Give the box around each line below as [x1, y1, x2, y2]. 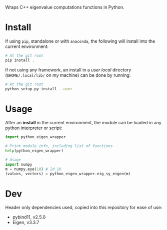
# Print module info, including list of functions [5, 144, 113, 149]
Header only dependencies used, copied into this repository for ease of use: [5, 205, 162, 211]
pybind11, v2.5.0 [12, 214, 46, 220]
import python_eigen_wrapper [5, 135, 66, 140]
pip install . [5, 57, 35, 63]
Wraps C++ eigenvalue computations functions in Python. [5, 4, 124, 10]
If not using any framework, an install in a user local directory [5, 67, 131, 73]
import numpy [5, 162, 32, 167]
